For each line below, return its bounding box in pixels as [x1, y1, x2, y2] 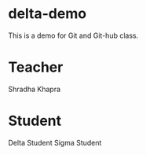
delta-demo [8, 5, 87, 23]
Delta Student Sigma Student [8, 138, 102, 147]
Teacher [8, 58, 64, 76]
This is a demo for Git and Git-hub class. [8, 31, 139, 40]
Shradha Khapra [8, 84, 61, 94]
